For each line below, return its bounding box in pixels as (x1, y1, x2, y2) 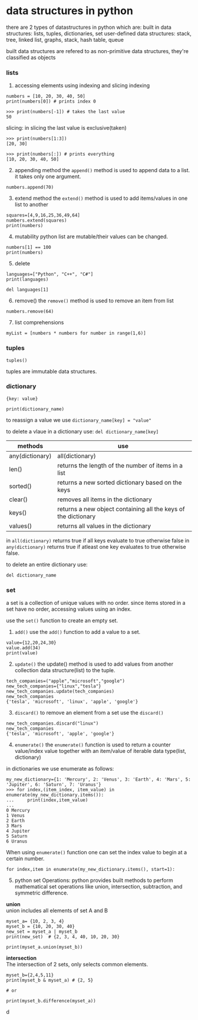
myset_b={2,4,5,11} (6, 972, 54, 978)
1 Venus (6, 812, 25, 819)
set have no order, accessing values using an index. (6, 606, 132, 613)
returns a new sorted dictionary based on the (57, 478, 182, 486)
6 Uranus (6, 838, 28, 844)
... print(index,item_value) (6, 797, 88, 803)
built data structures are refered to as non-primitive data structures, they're (6, 47, 189, 54)
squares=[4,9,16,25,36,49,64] (6, 212, 81, 219)
